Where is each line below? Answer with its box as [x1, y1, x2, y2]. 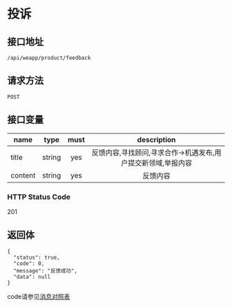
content [10, 170, 36, 180]
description [137, 135, 176, 145]
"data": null [13, 273, 51, 280]
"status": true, [13, 254, 60, 261]
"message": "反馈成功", [13, 267, 78, 274]
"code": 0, [13, 260, 45, 267]
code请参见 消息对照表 [7, 292, 70, 300]
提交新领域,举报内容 [127, 158, 192, 167]
